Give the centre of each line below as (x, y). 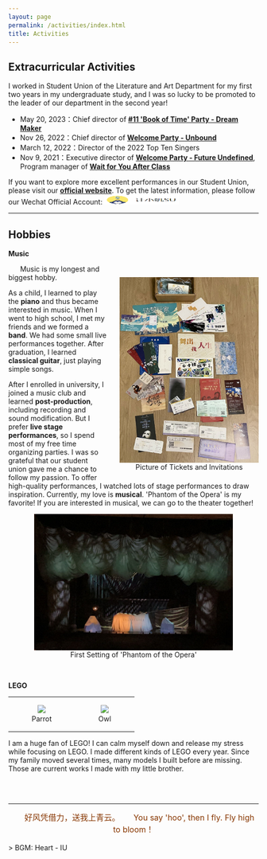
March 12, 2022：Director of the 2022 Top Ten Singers (110, 148)
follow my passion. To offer (53, 477)
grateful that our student (48, 461)
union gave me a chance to (52, 469)
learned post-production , (50, 401)
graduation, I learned (43, 352)
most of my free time (43, 443)
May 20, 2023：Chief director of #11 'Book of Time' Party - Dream (129, 119)
